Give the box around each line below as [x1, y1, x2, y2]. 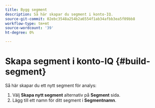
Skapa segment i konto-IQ [5, 56, 114, 67]
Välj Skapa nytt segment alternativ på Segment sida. [12, 92, 121, 98]
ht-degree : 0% [5, 30, 34, 35]
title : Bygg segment [5, 7, 48, 12]
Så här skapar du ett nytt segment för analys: [5, 82, 97, 88]
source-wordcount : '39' [5, 26, 54, 31]
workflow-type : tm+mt [5, 21, 50, 26]
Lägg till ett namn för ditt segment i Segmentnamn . [12, 97, 117, 103]
